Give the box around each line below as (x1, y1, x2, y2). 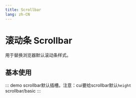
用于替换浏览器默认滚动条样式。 (5, 52, 71, 58)
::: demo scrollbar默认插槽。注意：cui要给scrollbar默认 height (5, 83, 131, 89)
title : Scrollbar (5, 7, 41, 12)
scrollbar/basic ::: (5, 88, 41, 94)
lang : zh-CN (5, 12, 30, 17)
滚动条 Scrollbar (5, 35, 72, 46)
